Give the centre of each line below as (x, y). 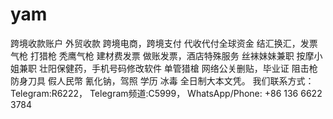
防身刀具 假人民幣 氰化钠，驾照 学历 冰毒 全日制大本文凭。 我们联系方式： (162, 80)
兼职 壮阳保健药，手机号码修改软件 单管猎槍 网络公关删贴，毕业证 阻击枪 (168, 68)
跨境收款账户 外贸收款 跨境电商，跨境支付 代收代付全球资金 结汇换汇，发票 (164, 43)
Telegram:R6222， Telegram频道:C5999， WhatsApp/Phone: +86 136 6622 (166, 93)
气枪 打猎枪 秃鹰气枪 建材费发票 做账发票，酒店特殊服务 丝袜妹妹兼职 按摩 (162, 55)
